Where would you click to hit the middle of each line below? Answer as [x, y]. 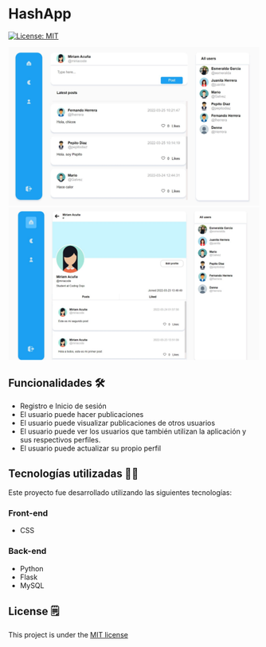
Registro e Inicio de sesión [63, 406]
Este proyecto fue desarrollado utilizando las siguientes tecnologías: [120, 493]
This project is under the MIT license [68, 634]
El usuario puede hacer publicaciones [82, 415]
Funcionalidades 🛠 [57, 383]
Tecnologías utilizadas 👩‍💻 [74, 473]
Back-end [27, 552]
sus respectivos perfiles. [60, 440]
